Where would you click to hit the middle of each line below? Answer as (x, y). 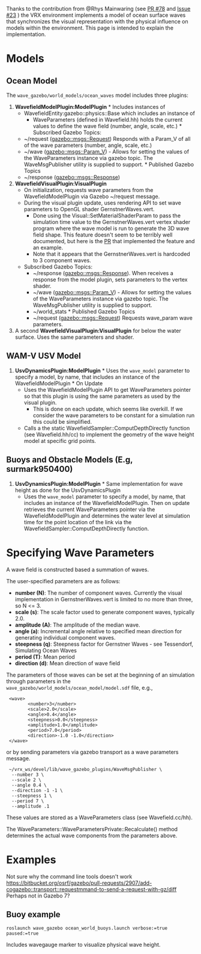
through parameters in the (38, 681)
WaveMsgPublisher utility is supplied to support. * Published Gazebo (109, 164)
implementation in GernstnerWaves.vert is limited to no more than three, (104, 599)
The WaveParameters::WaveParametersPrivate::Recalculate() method (92, 829)
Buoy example (34, 914)
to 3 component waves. (62, 260)
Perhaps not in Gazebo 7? (38, 896)
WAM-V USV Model (43, 356)
